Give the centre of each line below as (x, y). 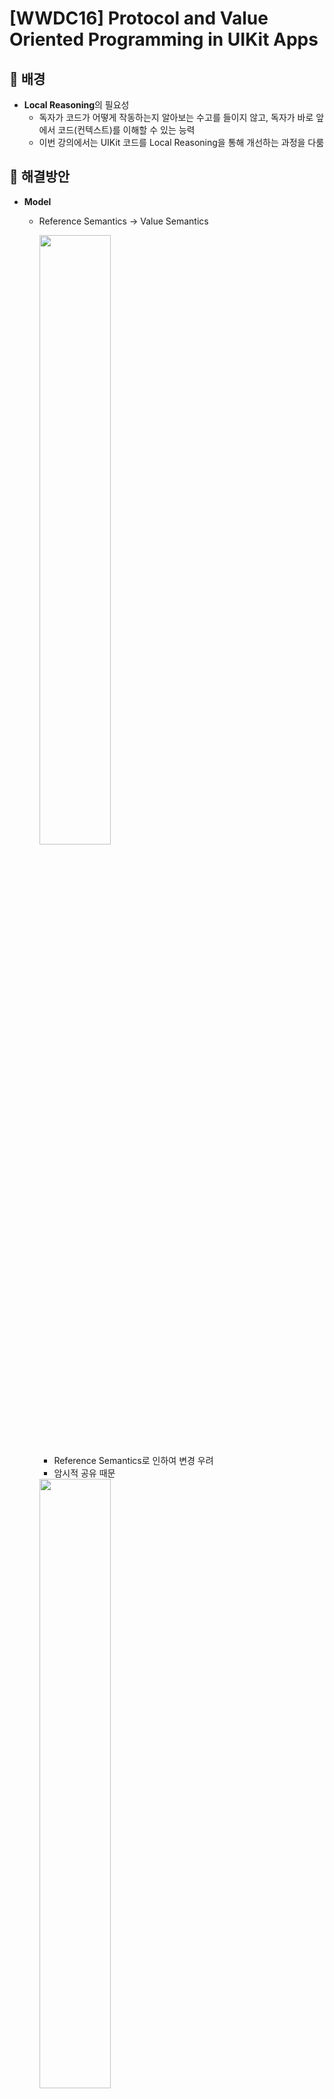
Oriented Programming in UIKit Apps (164, 39)
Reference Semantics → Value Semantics (123, 221)
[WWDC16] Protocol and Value (139, 18)
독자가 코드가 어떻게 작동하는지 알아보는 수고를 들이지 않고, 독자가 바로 (176, 117)
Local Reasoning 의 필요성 (76, 105)
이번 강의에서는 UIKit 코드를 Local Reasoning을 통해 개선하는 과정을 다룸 (181, 142)
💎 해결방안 (40, 177)
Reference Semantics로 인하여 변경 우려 (133, 1460)
